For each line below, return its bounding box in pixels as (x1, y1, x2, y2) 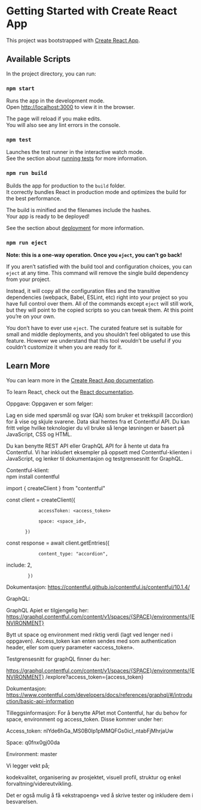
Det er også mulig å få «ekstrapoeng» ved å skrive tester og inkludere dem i (6, 791, 193, 799)
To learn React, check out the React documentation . (6, 388, 135, 395)
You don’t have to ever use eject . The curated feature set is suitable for (6, 324, 182, 331)
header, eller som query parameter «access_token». (6, 643, 135, 651)
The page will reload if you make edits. (6, 115, 102, 122)
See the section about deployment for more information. (6, 224, 145, 231)
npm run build (6, 170, 47, 177)
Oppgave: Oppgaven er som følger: (6, 400, 93, 407)
